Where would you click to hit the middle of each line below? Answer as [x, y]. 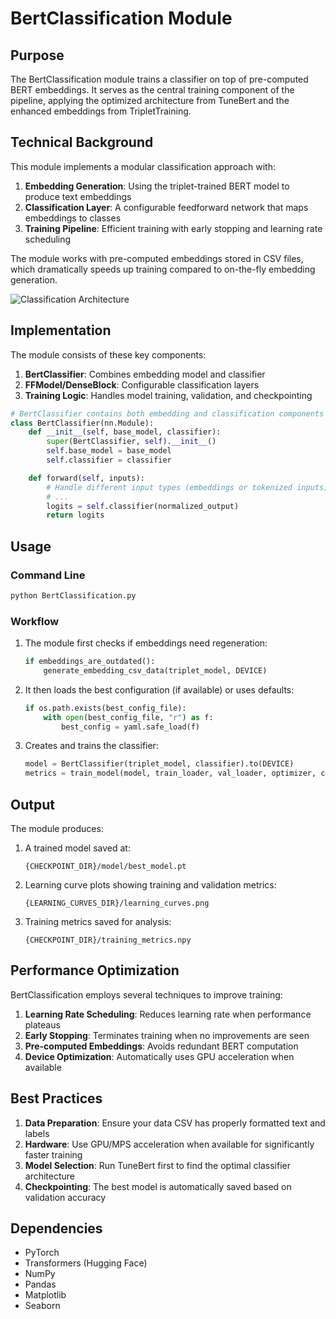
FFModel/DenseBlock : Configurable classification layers [142, 384]
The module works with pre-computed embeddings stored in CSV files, [157, 258]
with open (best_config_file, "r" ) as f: [128, 717]
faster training [53, 1154]
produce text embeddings [78, 196]
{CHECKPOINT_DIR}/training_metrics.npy [108, 940]
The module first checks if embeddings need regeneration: [146, 643]
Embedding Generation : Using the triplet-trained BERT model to [157, 186]
